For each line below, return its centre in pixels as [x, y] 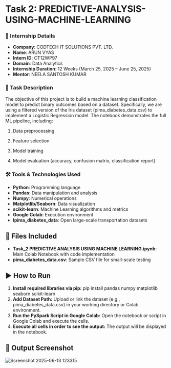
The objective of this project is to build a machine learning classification [81, 99]
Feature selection [31, 141]
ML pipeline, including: [29, 121]
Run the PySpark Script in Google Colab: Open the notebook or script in [89, 315]
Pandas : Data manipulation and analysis [55, 193]
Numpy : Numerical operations [45, 198]
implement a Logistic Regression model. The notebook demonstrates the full [86, 115]
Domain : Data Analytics [38, 63]
